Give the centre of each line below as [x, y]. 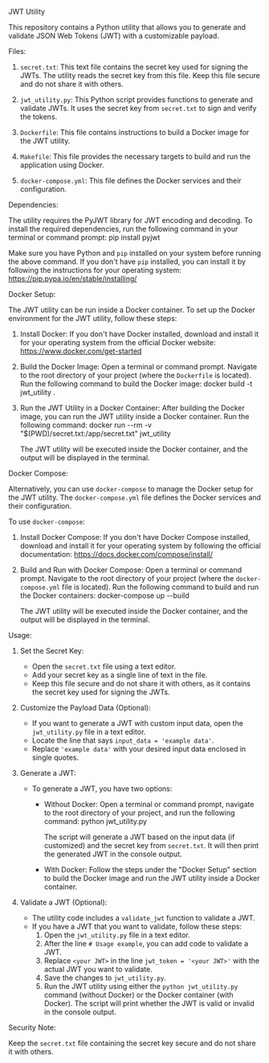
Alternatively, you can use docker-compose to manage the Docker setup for [131, 489]
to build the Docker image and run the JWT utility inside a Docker [152, 878]
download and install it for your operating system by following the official [140, 546]
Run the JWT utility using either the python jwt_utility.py [141, 986]
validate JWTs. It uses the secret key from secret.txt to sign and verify [138, 108]
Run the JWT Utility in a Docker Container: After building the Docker [132, 408]
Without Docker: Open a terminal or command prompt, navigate [149, 804]
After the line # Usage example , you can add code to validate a [146, 944]
